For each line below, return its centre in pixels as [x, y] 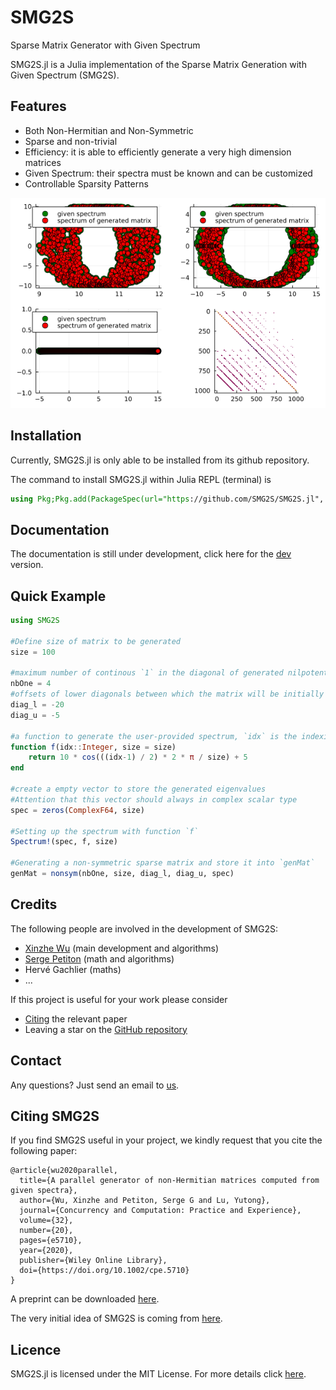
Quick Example [58, 596]
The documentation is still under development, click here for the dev [151, 554]
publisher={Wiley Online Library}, [93, 1261]
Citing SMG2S [55, 1116]
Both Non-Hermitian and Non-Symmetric [109, 130]
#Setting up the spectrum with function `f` [104, 831]
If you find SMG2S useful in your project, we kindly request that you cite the [166, 1140]
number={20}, [46, 1231]
